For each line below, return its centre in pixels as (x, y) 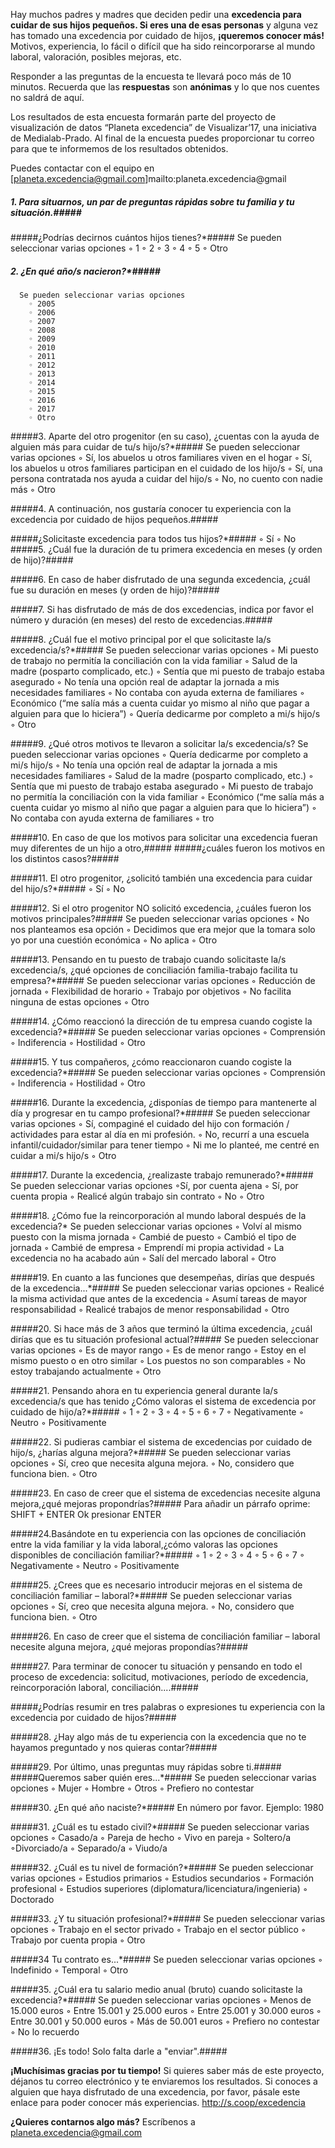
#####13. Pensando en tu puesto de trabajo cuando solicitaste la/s (148, 959)
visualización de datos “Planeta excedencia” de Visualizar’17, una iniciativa (163, 127)
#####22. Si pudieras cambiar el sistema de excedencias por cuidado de (161, 1441)
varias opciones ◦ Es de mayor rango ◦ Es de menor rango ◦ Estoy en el (158, 1350)
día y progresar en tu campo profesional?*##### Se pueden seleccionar (160, 1113)
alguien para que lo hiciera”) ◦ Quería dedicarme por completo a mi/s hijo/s (165, 713)
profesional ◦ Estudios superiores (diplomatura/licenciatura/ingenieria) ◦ (159, 1888)
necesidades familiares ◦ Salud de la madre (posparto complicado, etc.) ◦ (162, 775)
